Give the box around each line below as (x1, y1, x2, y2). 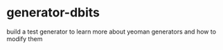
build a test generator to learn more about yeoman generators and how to (6, 27, 216, 36)
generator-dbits (6, 5, 100, 21)
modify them (6, 34, 43, 42)
